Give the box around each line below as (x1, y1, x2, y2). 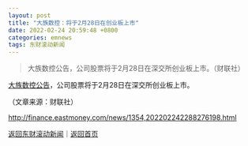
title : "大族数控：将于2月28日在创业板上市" (8, 19, 140, 27)
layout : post (8, 11, 51, 20)
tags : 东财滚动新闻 (8, 41, 66, 49)
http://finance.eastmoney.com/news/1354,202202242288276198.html (8, 113, 237, 122)
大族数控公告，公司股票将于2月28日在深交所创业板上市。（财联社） (27, 64, 245, 73)
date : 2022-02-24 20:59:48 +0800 (8, 26, 118, 34)
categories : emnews (8, 33, 73, 42)
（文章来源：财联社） (8, 97, 77, 107)
